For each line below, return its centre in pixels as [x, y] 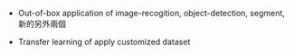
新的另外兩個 [42, 23]
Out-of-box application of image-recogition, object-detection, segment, [151, 13]
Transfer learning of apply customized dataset [104, 42]
